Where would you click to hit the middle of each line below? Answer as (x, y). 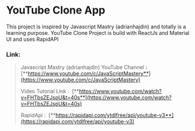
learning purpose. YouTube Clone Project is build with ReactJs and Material (98, 32)
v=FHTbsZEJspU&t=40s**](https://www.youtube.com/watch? (96, 97)
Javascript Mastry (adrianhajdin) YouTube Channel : (84, 67)
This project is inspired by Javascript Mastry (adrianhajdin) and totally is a (96, 27)
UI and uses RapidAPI (32, 39)
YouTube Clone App (56, 10)
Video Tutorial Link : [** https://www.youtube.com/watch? (91, 91)
